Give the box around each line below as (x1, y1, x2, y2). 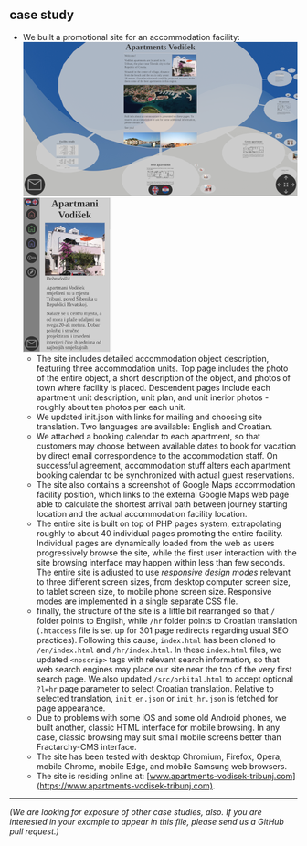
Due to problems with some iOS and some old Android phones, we (36, 712, 287, 723)
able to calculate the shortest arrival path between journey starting (36, 498, 288, 510)
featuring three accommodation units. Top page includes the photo (36, 363, 289, 374)
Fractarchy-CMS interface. (36, 741, 137, 752)
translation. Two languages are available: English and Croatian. (36, 420, 272, 432)
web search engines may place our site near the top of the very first (36, 663, 292, 674)
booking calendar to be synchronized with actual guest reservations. (36, 470, 295, 481)
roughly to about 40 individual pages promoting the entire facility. (36, 527, 283, 538)
